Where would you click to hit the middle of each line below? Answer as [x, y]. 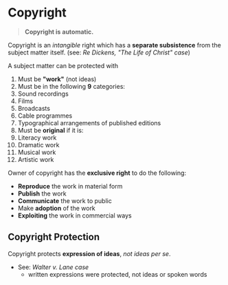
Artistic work [36, 159]
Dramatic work [38, 145]
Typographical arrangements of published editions [89, 123]
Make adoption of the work [56, 208]
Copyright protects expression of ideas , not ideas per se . [89, 253]
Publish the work [42, 193]
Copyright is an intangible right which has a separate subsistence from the [115, 45]
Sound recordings [43, 94]
